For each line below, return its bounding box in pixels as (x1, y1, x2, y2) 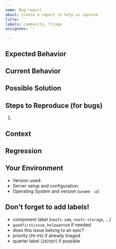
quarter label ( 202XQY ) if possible (12, 238, 81, 244)
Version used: (12, 177, 42, 183)
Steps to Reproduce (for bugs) (5, 101, 103, 110)
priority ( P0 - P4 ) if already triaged (12, 232, 81, 238)
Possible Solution (5, 84, 62, 93)
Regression (5, 147, 42, 155)
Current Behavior (5, 66, 61, 75)
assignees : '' (5, 26, 35, 31)
